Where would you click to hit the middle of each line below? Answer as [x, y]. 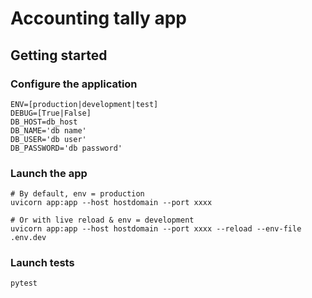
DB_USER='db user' [48, 139]
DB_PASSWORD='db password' [66, 148]
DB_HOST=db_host [44, 122]
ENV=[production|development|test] [84, 104]
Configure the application [74, 84]
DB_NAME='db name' [48, 130]
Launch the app [49, 173]
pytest [24, 283]
